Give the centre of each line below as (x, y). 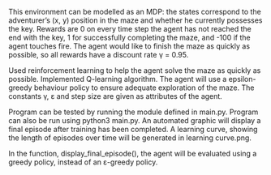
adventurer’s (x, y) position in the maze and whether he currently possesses (135, 20)
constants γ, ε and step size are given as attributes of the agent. (116, 96)
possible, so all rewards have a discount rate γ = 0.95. (99, 55)
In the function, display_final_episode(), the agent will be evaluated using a (133, 154)
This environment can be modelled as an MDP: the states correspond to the (135, 12)
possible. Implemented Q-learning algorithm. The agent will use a (118, 79)
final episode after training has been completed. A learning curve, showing (133, 129)
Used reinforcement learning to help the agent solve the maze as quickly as (135, 70)
